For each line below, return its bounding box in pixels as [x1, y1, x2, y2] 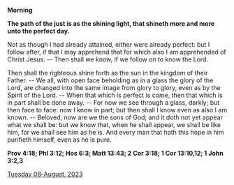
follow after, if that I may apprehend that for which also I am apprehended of [7, 48, 227, 56]
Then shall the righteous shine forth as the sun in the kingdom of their [7, 69, 208, 77]
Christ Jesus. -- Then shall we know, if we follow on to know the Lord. [7, 55, 209, 64]
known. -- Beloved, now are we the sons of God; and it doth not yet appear [7, 113, 224, 121]
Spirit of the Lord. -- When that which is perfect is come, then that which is [7, 91, 223, 99]
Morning [7, 6, 33, 14]
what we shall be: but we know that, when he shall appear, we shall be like [7, 121, 221, 128]
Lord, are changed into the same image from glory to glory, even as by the [7, 84, 221, 91]
